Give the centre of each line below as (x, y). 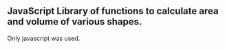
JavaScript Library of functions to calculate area (113, 11)
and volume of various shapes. (75, 22)
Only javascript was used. (44, 38)
